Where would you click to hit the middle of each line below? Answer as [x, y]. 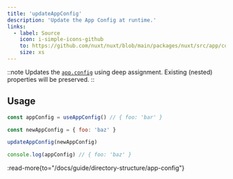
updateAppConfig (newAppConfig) [52, 142]
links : [17, 26]
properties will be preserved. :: [51, 79]
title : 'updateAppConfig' [44, 14]
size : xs [32, 53]
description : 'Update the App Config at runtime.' [82, 20]
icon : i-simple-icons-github [62, 40]
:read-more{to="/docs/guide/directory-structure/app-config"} [96, 168]
